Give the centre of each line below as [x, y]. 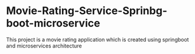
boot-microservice [53, 23]
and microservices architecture [44, 46]
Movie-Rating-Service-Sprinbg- [87, 11]
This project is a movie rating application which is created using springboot [97, 39]
